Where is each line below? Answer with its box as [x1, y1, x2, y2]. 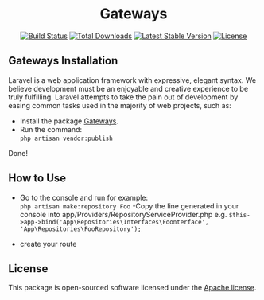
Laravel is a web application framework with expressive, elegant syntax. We [8, 75, 257, 84]
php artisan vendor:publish [19, 134, 113, 142]
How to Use [8, 172, 67, 185]
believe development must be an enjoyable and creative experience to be [8, 84, 249, 93]
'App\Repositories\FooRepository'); [19, 224, 142, 233]
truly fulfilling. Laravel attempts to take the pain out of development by [8, 92, 239, 102]
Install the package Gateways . [19, 116, 119, 126]
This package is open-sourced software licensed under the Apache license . [8, 283, 257, 293]
